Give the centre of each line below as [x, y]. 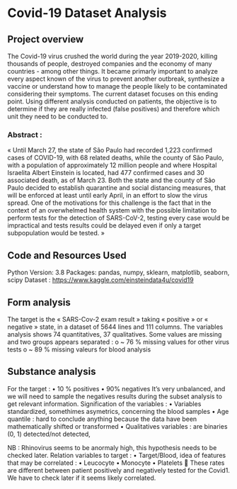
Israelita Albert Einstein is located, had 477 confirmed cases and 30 [106, 173]
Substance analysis [52, 372]
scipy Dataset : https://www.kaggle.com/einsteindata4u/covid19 [100, 280]
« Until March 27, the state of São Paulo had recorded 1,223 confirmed [110, 150]
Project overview [46, 39]
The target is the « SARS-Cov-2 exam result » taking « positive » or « [108, 319]
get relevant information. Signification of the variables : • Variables [104, 404]
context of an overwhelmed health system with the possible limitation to [112, 210]
